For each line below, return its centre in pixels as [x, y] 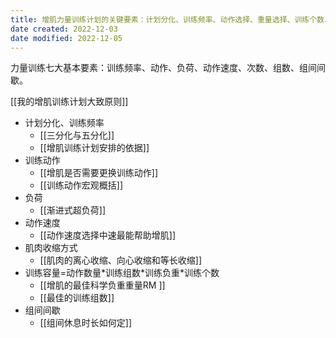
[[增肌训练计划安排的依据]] [94, 148]
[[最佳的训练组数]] [77, 298]
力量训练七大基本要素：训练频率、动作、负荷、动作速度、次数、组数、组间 [163, 68]
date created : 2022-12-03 [64, 29]
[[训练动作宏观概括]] [81, 185]
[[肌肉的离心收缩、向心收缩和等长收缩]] [121, 260]
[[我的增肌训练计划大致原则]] [69, 102]
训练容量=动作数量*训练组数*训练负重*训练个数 [122, 273]
